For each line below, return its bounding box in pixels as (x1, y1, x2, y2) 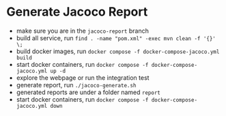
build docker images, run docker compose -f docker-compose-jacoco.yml (16, 47, 220, 55)
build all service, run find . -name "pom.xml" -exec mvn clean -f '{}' (16, 33, 216, 42)
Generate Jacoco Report (6, 4, 148, 20)
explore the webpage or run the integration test (16, 73, 150, 82)
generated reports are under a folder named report (16, 88, 161, 96)
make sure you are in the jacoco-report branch (16, 27, 150, 35)
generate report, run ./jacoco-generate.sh (16, 81, 137, 89)
